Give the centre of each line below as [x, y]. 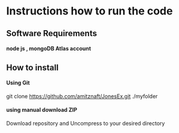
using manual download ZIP [42, 110]
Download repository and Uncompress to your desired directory [86, 123]
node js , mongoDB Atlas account [49, 49]
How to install [33, 67]
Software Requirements [52, 33]
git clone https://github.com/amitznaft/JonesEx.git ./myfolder [82, 96]
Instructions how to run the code [89, 11]
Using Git [18, 83]
